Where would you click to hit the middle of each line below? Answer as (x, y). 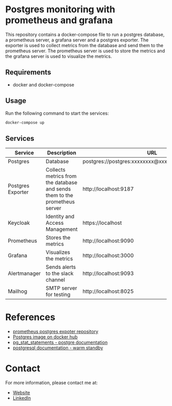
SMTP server (61, 288)
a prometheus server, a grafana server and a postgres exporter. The (77, 40)
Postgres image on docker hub (45, 337)
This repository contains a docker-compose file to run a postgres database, (85, 34)
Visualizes (58, 252)
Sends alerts (61, 267)
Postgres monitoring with (60, 9)
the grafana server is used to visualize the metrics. (59, 56)
